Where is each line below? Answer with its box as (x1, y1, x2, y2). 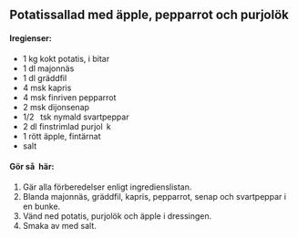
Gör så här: (9, 161, 55, 172)
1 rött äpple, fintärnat (22, 130, 102, 141)
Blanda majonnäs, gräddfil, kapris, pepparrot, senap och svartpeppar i (22, 191, 287, 202)
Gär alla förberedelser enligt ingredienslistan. (22, 181, 192, 192)
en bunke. (22, 201, 61, 212)
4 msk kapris (22, 82, 72, 93)
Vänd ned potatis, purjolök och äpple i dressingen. (22, 210, 212, 222)
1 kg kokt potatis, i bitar (22, 53, 110, 64)
